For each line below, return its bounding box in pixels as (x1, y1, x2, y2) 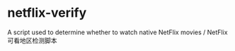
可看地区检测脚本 (7, 36, 57, 45)
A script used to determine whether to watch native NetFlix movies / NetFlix (7, 28, 228, 36)
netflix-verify (7, 5, 87, 21)
